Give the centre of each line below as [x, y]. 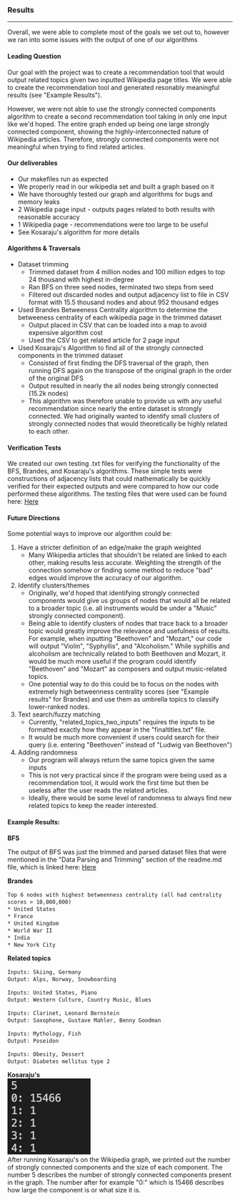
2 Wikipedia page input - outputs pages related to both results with [116, 209]
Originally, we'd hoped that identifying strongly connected [114, 593]
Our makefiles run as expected [63, 179]
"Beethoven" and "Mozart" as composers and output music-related [127, 669]
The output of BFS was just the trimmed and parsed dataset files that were [117, 852]
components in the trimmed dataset [70, 355]
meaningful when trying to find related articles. [76, 146]
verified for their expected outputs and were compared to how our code [113, 487]
